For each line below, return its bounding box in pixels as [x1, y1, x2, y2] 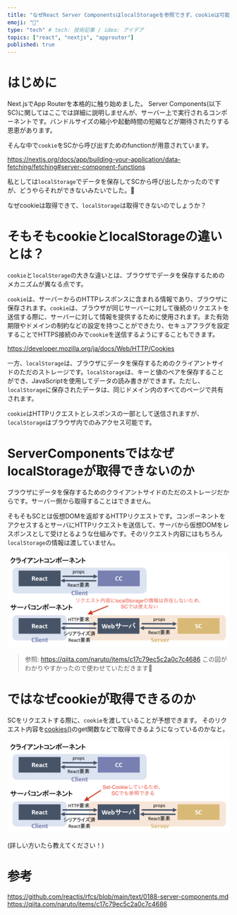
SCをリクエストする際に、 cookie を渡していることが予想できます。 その [7, 716, 215, 724]
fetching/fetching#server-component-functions [7, 163, 146, 171]
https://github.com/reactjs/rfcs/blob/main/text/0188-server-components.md [7, 892, 229, 901]
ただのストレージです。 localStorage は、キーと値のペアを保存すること [19, 368, 224, 376]
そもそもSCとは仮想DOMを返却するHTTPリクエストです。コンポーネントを [7, 511, 226, 520]
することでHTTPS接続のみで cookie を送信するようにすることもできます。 [7, 330, 219, 339]
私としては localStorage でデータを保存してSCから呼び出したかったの [7, 177, 208, 186]
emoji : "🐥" [7, 18, 39, 26]
